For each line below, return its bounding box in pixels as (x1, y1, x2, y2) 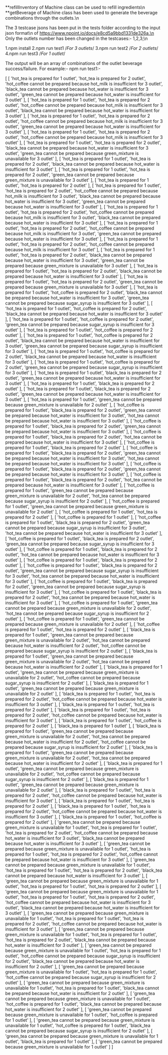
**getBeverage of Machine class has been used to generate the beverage (5, 10, 158, 16)
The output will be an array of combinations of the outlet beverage (5, 60, 142, 66)
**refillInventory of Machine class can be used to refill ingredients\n (5, 5, 145, 10)
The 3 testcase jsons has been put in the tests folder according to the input (5, 25, 160, 31)
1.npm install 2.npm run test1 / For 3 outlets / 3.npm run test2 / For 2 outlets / (5, 45, 158, 51)
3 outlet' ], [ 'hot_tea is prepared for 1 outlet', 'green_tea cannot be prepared (5, 396, 162, 402)
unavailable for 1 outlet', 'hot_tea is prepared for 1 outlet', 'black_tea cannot (5, 985, 159, 991)
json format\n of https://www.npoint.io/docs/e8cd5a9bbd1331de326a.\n (5, 30, 154, 36)
